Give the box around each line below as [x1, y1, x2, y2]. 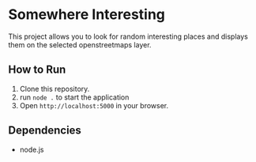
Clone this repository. [19, 84, 90, 93]
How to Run [8, 63, 66, 77]
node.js [19, 145, 45, 154]
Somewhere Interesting [8, 6, 166, 24]
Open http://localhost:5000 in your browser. [19, 100, 168, 110]
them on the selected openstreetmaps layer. [8, 40, 152, 49]
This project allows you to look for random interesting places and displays [8, 32, 249, 41]
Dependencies [8, 124, 81, 138]
